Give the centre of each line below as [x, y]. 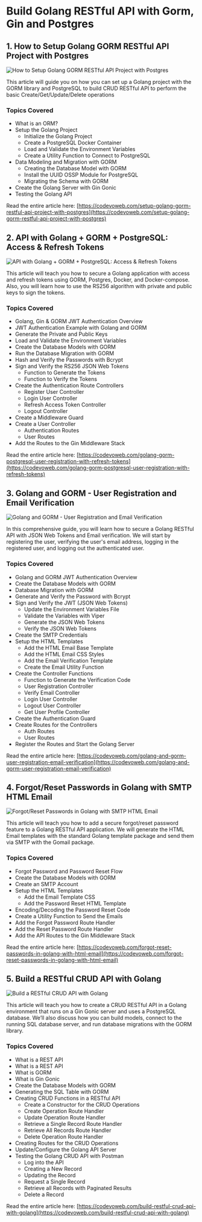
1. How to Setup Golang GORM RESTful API [88, 46]
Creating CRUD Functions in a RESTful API [68, 1098]
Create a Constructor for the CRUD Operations [82, 1104]
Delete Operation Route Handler [64, 1136]
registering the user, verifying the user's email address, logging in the [93, 542]
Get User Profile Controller [57, 712]
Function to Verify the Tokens [61, 379]
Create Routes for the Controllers [56, 725]
